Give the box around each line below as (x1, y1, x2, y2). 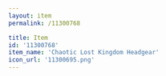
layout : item (8, 11, 52, 20)
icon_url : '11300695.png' (8, 56, 95, 64)
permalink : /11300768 (8, 19, 81, 27)
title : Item (8, 34, 48, 42)
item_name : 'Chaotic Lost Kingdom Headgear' (8, 49, 160, 57)
